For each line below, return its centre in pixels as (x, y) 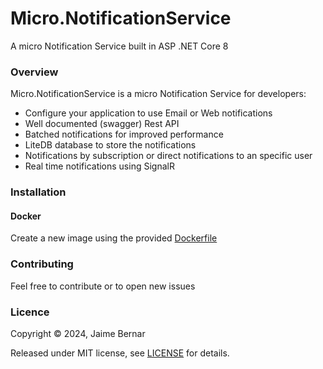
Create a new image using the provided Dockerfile (114, 238)
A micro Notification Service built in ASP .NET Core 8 (119, 46)
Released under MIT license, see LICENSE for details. (120, 353)
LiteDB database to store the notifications (110, 145)
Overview (34, 72)
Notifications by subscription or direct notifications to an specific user (168, 156)
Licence (30, 312)
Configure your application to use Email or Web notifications (148, 113)
